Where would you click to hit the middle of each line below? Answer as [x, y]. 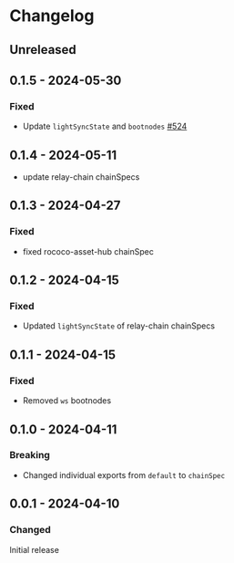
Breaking [30, 455]
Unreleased [43, 50]
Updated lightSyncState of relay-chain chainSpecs [119, 326]
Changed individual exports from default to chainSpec [124, 474]
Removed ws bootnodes [67, 401]
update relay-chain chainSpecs [81, 177]
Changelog [52, 16]
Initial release [34, 549]
